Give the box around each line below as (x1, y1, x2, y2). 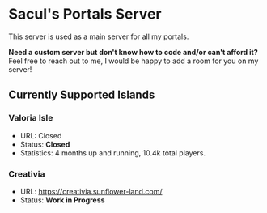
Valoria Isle (8, 113, 53, 124)
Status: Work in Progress (19, 195, 105, 205)
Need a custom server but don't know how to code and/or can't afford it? (8, 47, 259, 57)
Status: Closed (19, 139, 70, 149)
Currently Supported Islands (8, 88, 155, 102)
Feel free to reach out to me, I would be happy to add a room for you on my (8, 56, 259, 66)
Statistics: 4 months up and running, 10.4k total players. (19, 147, 206, 158)
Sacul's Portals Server (8, 5, 162, 23)
